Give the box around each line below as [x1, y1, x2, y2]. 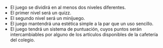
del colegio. [10, 37, 35, 43]
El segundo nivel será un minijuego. [10, 15, 85, 21]
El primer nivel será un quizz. [10, 10, 72, 16]
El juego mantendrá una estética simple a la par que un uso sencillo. [10, 20, 154, 27]
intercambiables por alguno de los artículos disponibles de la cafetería [10, 32, 158, 37]
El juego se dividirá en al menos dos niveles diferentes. [10, 5, 126, 10]
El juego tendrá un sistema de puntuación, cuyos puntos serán [10, 26, 142, 32]
